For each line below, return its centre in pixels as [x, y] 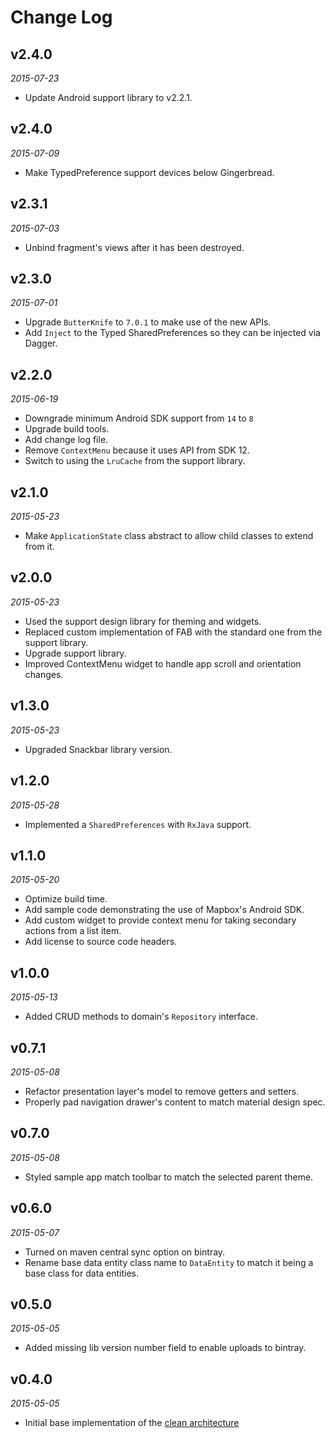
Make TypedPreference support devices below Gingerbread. [149, 172]
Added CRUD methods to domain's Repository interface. [141, 1017]
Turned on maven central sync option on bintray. [125, 1252]
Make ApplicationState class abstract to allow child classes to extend [169, 536]
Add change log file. [66, 440]
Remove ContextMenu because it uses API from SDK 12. [137, 450]
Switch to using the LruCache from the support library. [135, 461]
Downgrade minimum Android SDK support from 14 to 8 [139, 418]
